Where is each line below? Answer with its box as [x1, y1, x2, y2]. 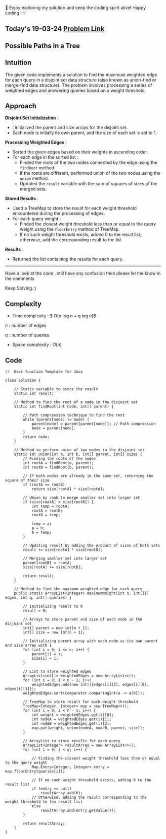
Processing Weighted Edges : [5, 140, 67, 145]
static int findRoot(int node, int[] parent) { [14, 404, 114, 409]
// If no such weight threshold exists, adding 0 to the [31, 777, 152, 783]
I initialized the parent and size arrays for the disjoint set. [12, 125, 128, 131]
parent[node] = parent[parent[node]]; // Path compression [31, 421, 156, 426]
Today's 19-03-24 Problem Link [5, 25, 105, 33]
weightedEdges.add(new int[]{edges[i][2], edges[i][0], [31, 682, 149, 687]
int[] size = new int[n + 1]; [23, 630, 85, 635]
